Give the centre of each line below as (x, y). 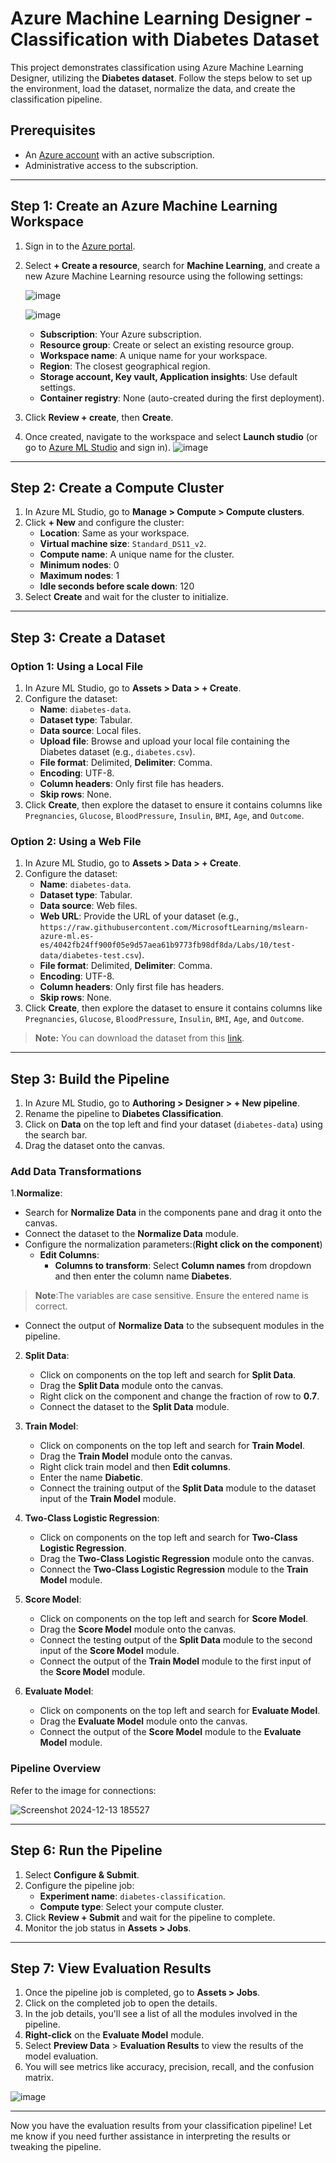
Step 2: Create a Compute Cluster (117, 487)
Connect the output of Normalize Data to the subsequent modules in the (174, 1326)
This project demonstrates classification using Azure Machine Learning (157, 67)
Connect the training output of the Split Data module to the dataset (178, 1488)
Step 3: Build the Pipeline (90, 1078)
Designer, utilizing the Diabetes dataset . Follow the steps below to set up (161, 78)
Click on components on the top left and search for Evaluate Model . (180, 1711)
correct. (51, 1306)
